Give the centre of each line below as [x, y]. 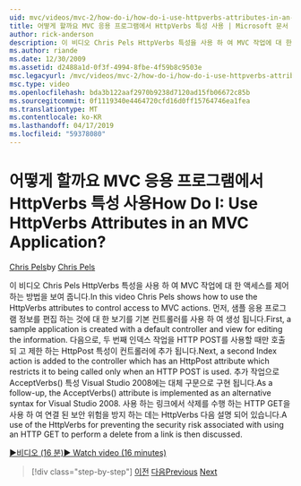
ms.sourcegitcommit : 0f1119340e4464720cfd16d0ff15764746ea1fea [130, 101]
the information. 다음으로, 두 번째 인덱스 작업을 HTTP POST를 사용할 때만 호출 [147, 339]
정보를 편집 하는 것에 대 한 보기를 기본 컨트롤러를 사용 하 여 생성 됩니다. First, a [155, 319]
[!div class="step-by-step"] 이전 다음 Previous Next [124, 472]
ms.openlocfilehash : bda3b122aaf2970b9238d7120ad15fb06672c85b [130, 92]
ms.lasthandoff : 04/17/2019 [62, 126]
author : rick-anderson [52, 34]
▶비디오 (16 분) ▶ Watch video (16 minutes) [88, 452]
